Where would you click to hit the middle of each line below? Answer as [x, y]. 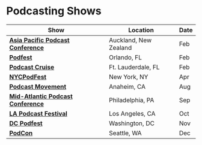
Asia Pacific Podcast [40, 40]
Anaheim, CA [127, 86]
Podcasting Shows [54, 11]
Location [141, 30]
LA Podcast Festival [38, 113]
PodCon [21, 133]
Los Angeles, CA [132, 113]
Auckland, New [130, 40]
